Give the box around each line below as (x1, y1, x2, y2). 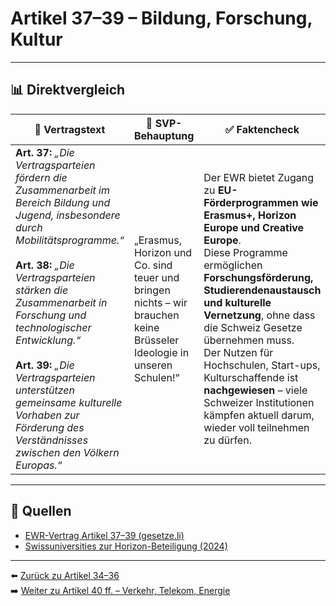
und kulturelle (203, 295, 272, 309)
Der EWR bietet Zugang (203, 170, 314, 184)
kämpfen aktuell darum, (203, 408, 315, 422)
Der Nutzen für (203, 345, 274, 359)
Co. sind (133, 258, 173, 272)
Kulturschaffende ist (203, 370, 299, 384)
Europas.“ (15, 458, 63, 472)
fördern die (15, 170, 68, 184)
